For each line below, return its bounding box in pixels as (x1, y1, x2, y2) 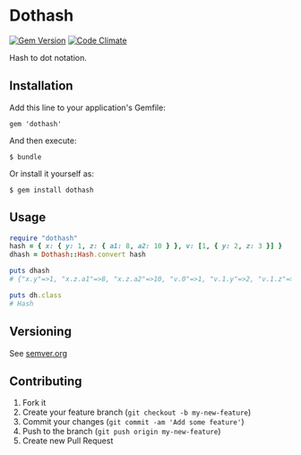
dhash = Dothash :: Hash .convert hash (9, 250, 146, 260)
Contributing (9, 373, 82, 389)
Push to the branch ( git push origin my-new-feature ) (21, 426, 221, 437)
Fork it (21, 398, 47, 408)
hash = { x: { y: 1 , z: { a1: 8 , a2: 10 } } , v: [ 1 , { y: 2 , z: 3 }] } (9, 242, 283, 251)
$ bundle (9, 152, 42, 161)
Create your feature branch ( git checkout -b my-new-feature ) (21, 407, 252, 417)
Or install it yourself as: (9, 167, 94, 179)
